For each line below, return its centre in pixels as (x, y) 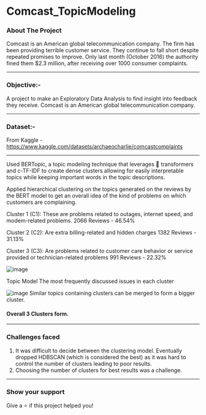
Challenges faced (33, 337)
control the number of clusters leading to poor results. (83, 363)
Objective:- (24, 85)
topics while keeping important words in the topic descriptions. (86, 177)
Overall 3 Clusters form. (38, 314)
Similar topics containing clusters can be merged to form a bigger (112, 293)
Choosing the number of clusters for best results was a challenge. (98, 370)
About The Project (34, 31)
